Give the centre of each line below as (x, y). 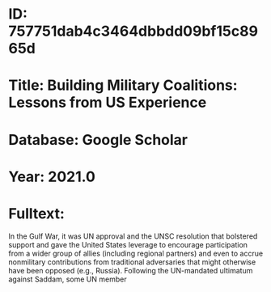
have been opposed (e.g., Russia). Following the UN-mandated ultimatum (131, 270)
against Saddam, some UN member (68, 279)
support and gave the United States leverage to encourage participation (128, 244)
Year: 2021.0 (52, 177)
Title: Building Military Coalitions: (123, 85)
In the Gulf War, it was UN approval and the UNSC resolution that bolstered (133, 236)
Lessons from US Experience (108, 103)
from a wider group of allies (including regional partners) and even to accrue (136, 253)
